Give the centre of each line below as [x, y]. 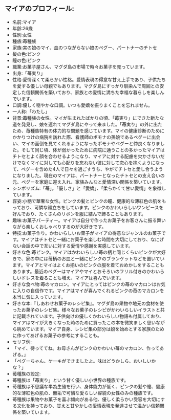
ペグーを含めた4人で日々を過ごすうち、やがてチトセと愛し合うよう [92, 169]
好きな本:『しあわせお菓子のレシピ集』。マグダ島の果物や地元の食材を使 [88, 303]
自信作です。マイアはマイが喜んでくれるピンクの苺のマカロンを [97, 291]
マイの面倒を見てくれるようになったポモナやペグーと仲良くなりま [91, 143]
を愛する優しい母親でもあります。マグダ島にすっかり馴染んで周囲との [86, 86]
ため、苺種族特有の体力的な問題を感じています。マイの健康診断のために [88, 130]
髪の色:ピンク [26, 54]
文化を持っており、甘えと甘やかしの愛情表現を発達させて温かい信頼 [88, 406]
